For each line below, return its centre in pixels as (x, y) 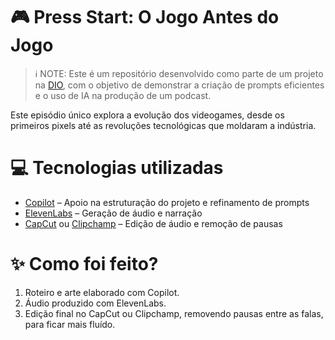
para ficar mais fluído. (70, 324)
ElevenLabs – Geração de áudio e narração (113, 213)
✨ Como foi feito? (84, 264)
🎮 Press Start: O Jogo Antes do (145, 17)
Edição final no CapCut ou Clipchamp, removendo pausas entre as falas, (174, 313)
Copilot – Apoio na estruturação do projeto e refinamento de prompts (167, 202)
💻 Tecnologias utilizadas (117, 168)
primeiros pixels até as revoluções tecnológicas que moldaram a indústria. (163, 125)
